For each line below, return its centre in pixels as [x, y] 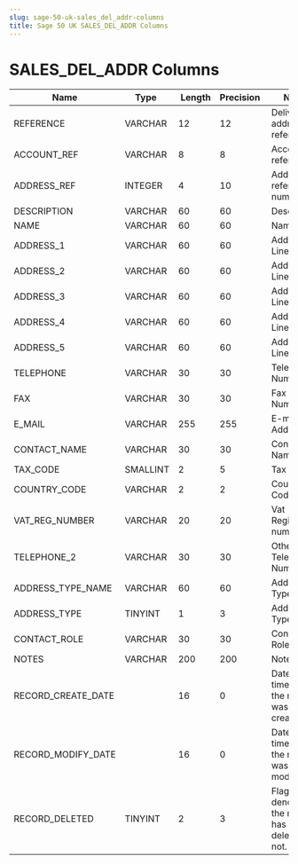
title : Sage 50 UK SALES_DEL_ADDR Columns [89, 26]
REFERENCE [39, 123]
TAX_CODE [37, 469]
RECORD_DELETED [54, 819]
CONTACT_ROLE [49, 640]
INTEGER [144, 185]
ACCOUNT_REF [46, 154]
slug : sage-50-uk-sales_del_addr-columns [87, 17]
